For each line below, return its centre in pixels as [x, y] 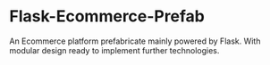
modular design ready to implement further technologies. [114, 50]
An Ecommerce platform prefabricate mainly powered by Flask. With [135, 41]
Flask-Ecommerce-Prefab [107, 16]
